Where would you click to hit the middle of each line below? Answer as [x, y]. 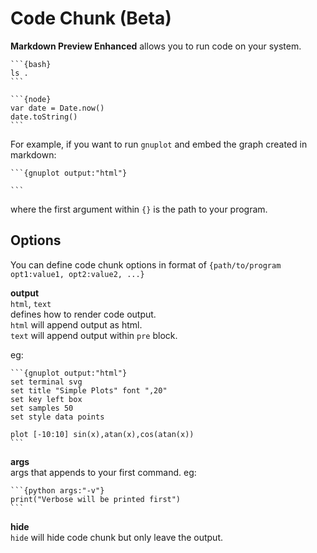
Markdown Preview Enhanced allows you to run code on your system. [156, 46]
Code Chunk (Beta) [91, 18]
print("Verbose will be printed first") [96, 499]
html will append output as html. [76, 324]
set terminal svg [46, 382]
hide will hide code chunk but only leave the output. [117, 537]
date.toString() [44, 117]
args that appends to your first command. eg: [103, 472]
